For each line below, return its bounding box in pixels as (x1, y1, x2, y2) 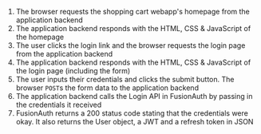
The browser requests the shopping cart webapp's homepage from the (15, 7, 250, 16)
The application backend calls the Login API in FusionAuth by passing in (15, 92, 253, 100)
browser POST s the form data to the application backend (15, 83, 200, 93)
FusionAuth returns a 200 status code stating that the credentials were (15, 108, 249, 118)
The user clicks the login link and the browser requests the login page (15, 41, 246, 50)
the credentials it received (15, 100, 102, 109)
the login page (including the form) (15, 66, 131, 75)
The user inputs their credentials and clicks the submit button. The (15, 75, 235, 84)
